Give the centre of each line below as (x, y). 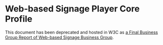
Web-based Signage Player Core (72, 9)
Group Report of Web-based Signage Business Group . (59, 37)
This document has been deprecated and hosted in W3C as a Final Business (81, 32)
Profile (19, 19)
